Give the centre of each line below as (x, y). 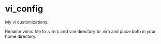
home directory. (21, 36)
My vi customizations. (27, 22)
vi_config (24, 9)
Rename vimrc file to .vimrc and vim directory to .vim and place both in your (80, 31)
